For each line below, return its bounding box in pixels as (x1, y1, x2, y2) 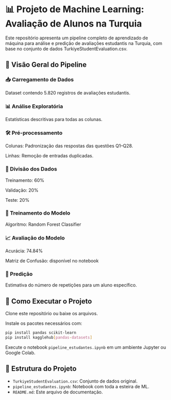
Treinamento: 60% (5, 177, 44, 183)
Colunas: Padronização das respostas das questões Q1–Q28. (5, 143, 134, 149)
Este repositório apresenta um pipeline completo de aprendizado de (5, 35, 148, 41)
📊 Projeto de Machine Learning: (5, 4, 144, 15)
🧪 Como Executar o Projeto (5, 297, 92, 305)
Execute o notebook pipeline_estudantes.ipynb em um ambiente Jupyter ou (5, 344, 166, 350)
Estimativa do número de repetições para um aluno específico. (5, 282, 137, 288)
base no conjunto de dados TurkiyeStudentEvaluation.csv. (5, 45, 128, 52)
